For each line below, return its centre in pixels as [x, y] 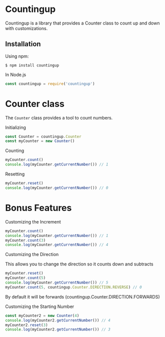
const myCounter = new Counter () [40, 141]
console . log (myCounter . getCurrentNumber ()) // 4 [57, 245]
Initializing [16, 127]
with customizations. [26, 28]
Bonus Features [38, 208]
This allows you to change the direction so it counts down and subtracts [79, 264]
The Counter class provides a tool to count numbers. [59, 117]
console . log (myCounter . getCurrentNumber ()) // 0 [57, 188]
